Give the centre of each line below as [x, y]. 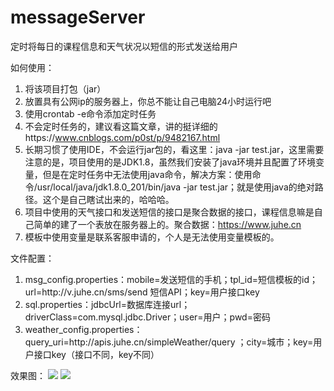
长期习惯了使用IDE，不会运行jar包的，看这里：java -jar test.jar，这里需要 [174, 149]
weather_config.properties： [83, 329]
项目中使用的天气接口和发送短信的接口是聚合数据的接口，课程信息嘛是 [169, 212]
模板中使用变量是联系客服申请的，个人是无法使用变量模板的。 [152, 237]
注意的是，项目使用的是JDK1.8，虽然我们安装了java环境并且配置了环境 [170, 162]
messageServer [78, 17]
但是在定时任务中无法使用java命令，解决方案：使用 [147, 174]
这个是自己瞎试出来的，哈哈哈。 [108, 199]
